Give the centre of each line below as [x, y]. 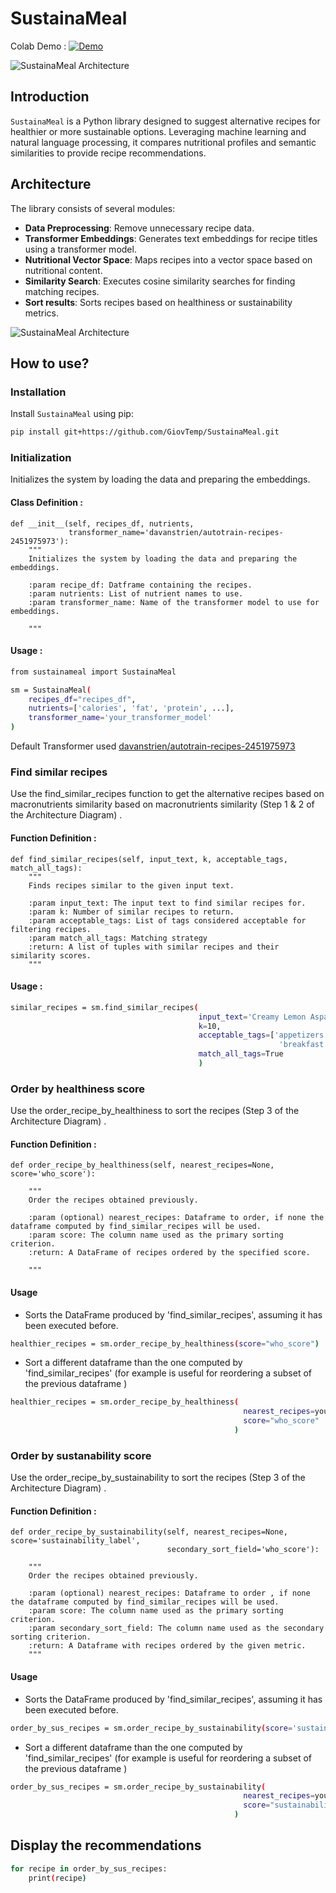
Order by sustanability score [81, 1455]
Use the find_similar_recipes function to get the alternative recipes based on [167, 794]
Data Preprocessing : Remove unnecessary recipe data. [139, 228]
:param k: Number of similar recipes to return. [131, 912]
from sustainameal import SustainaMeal [93, 672]
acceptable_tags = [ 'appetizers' [263, 1035]
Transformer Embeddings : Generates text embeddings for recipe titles [171, 238]
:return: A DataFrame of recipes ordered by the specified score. [169, 1253]
